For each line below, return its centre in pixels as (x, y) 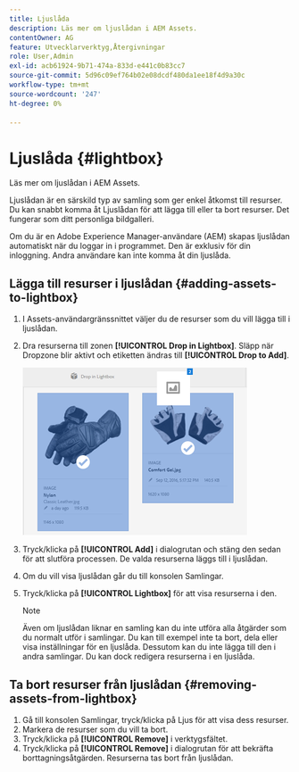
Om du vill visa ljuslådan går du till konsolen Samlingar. (123, 577)
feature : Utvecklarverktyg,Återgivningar (87, 47)
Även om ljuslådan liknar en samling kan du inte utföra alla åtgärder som (154, 628)
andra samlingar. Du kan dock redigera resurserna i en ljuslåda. (138, 657)
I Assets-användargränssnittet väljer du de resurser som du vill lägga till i (156, 319)
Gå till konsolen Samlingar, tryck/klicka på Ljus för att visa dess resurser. (155, 719)
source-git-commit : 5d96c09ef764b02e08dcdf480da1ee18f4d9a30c (127, 76)
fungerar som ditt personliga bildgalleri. (82, 220)
